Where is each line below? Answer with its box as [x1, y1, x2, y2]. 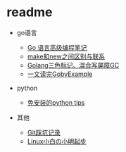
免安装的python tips [27, 98, 85, 106]
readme [6, 4, 53, 20]
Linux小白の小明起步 [27, 137, 87, 145]
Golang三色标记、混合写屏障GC [27, 61, 120, 69]
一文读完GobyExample [27, 70, 93, 78]
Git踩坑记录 [27, 128, 61, 137]
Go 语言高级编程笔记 [27, 43, 87, 51]
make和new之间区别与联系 [27, 52, 105, 61]
